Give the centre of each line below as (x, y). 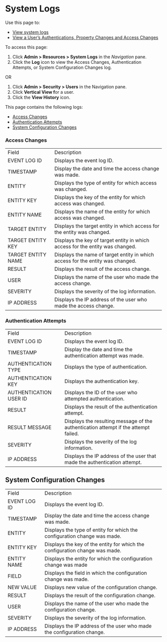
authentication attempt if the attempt (107, 427)
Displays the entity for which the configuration (98, 559)
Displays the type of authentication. (106, 367)
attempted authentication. (94, 399)
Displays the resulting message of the (108, 421)
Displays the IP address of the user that (110, 456)
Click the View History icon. (41, 97)
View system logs (30, 32)
